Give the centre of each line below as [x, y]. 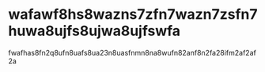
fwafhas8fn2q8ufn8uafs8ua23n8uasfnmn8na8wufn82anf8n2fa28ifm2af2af [132, 52]
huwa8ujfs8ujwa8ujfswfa [94, 31]
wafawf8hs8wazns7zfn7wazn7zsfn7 [133, 14]
